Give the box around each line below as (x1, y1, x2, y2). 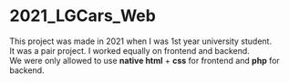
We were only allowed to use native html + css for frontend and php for (9, 55, 280, 66)
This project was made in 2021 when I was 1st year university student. (9, 36, 272, 47)
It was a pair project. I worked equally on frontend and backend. (9, 45, 251, 56)
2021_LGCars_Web (9, 5, 157, 26)
